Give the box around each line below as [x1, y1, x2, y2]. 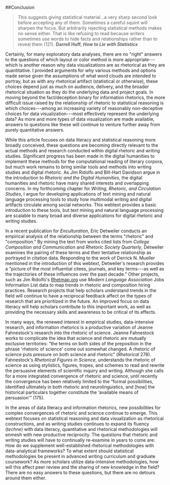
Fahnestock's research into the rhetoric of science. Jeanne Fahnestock [5, 330, 154, 336]
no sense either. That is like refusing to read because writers [17, 31, 145, 36]
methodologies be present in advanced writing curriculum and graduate [5, 453, 156, 459]
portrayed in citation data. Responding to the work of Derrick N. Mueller [5, 255, 155, 261]
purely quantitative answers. [5, 127, 65, 133]
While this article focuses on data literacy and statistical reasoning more [5, 137, 156, 143]
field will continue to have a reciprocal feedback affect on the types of [5, 293, 152, 299]
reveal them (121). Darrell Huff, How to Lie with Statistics [17, 41, 138, 47]
